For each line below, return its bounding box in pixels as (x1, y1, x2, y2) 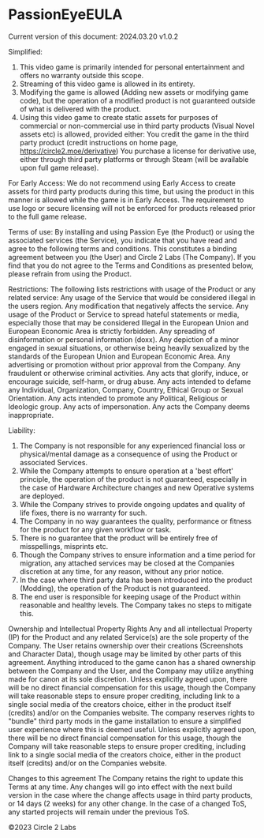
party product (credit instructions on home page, (19, 137, 179, 147)
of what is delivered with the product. (19, 104, 142, 114)
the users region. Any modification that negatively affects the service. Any (8, 301, 249, 310)
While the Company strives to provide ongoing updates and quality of (19, 499, 246, 509)
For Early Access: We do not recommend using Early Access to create (8, 178, 236, 187)
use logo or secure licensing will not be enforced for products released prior (8, 203, 256, 212)
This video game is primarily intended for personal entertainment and (19, 62, 245, 72)
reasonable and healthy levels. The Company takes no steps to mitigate (19, 600, 252, 610)
